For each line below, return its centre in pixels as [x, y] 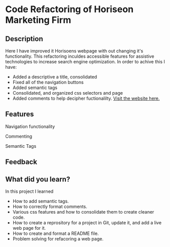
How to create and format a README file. [56, 233]
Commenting [19, 136]
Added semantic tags [35, 88]
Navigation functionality [30, 126]
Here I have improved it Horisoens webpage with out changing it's [74, 51]
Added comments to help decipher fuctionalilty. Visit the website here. [86, 98]
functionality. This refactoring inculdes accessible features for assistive [80, 56]
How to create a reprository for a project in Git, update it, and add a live [87, 223]
